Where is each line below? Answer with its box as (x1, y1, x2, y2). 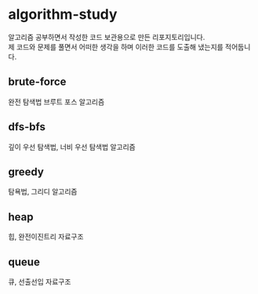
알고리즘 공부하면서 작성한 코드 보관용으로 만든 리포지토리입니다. (8, 32, 205, 42)
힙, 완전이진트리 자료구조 (8, 232, 84, 241)
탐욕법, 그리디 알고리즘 (8, 187, 78, 197)
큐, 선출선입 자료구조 (8, 277, 71, 286)
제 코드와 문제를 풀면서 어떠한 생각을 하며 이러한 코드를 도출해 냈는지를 (8, 42, 223, 52)
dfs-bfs (8, 120, 45, 134)
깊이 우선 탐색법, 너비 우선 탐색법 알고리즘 (8, 142, 136, 151)
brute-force (8, 75, 67, 89)
